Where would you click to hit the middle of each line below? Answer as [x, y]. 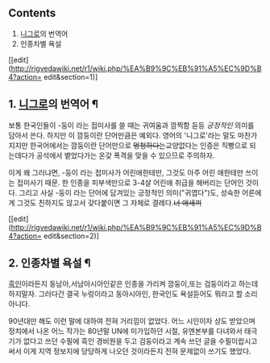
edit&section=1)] [71, 76]
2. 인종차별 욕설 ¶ [50, 264]
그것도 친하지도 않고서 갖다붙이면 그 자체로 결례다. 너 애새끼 [109, 202]
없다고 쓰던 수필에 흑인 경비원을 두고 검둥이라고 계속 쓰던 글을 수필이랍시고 [140, 341]
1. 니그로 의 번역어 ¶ [54, 104]
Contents [32, 13]
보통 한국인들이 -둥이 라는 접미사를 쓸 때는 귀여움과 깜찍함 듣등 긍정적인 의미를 [131, 125]
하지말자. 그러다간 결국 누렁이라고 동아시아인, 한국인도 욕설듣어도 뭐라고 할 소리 [133, 294]
